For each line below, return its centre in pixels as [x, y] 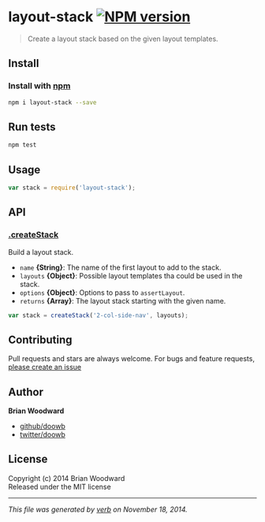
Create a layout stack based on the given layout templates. [123, 39]
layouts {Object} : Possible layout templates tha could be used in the [131, 275]
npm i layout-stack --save [52, 103]
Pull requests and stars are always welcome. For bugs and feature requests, [131, 359]
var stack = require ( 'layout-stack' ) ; [72, 188]
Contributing [40, 339]
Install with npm [39, 86]
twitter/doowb [42, 434]
